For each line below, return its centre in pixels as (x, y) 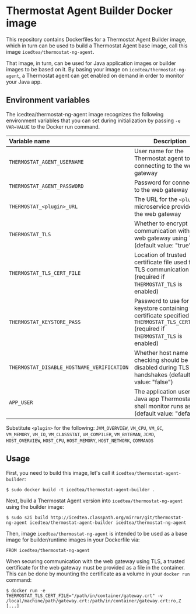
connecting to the (158, 165)
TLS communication (162, 269)
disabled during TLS (162, 367)
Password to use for (162, 301)
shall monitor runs (159, 406)
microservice (152, 206)
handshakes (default (162, 374)
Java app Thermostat (163, 399)
